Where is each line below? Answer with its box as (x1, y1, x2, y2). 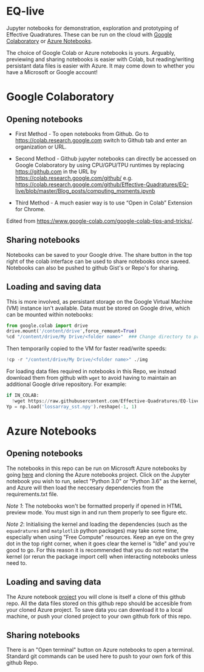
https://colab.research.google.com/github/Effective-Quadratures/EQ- (15, 181, 189, 188)
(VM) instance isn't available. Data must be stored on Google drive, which (6, 304, 191, 312)
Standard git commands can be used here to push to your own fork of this (6, 653, 191, 660)
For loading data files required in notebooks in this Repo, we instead (6, 368, 177, 375)
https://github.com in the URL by (15, 167, 97, 175)
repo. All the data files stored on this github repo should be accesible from (6, 600, 192, 607)
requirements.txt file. (6, 490, 59, 497)
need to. (6, 559, 27, 567)
